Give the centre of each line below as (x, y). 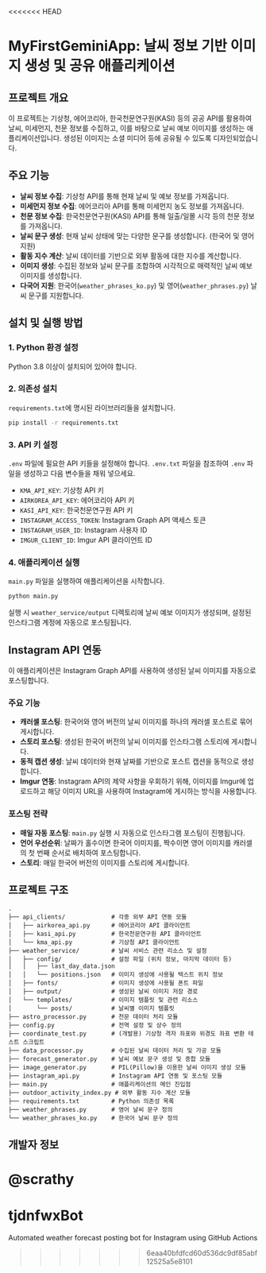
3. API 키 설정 (33, 444)
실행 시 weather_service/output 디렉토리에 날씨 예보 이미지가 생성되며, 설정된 (130, 613)
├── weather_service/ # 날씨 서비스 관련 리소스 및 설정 (108, 951)
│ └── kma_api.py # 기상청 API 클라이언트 (94, 942)
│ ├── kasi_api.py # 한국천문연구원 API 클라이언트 (105, 934)
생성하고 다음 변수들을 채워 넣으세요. (79, 473)
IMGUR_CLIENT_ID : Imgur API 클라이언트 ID (86, 540)
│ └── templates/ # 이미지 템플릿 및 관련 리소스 (103, 1000)
